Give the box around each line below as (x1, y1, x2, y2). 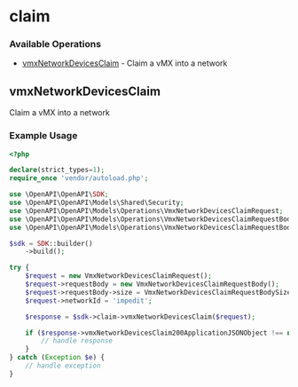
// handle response (41, 336, 114, 345)
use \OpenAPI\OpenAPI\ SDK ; (9, 190, 109, 199)
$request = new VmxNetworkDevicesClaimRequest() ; (25, 272, 213, 280)
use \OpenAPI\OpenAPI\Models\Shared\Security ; (9, 198, 184, 208)
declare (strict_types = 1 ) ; (9, 166, 105, 175)
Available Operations (9, 38, 102, 51)
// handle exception (25, 361, 101, 370)
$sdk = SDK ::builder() (9, 239, 93, 248)
